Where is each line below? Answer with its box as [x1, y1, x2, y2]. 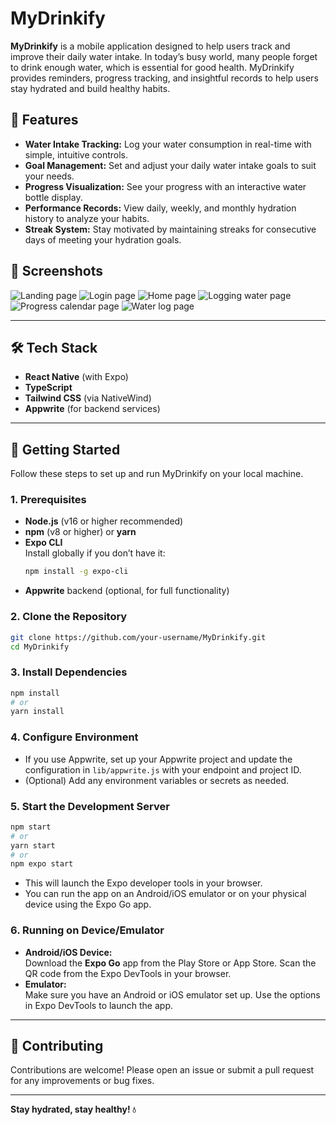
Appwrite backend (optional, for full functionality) [24, 585, 230, 597]
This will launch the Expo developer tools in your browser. [24, 877, 263, 889]
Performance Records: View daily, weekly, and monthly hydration [24, 202, 297, 214]
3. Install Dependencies [10, 665, 128, 679]
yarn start [10, 840, 56, 851]
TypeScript [24, 382, 73, 394]
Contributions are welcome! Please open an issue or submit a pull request [10, 1064, 315, 1076]
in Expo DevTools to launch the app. [24, 999, 173, 1011]
